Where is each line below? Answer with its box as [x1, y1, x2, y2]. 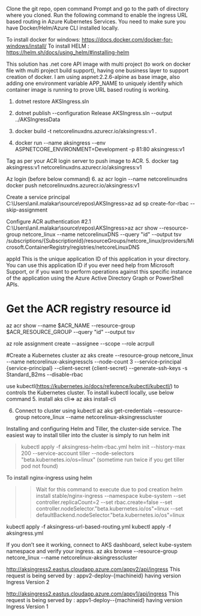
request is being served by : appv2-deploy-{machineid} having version [6, 572, 181, 579]
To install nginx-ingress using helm [6, 474, 92, 481]
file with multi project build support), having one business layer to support [6, 67, 189, 74]
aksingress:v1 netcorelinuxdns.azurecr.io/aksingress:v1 [6, 164, 142, 171]
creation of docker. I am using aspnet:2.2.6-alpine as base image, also [6, 74, 180, 80]
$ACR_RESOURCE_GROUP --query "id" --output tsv [6, 328, 135, 335]
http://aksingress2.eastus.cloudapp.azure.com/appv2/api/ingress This [6, 565, 181, 573]
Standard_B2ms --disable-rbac [6, 371, 83, 378]
